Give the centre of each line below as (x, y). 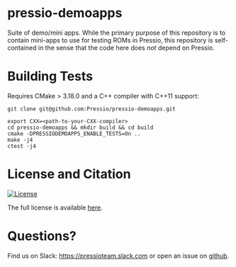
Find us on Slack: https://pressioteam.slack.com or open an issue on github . (118, 256)
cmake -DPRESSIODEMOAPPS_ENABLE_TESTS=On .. (74, 133)
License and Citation (69, 174)
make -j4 (20, 140)
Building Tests (50, 76)
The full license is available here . (55, 208)
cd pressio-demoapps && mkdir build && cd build (80, 127)
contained (22, 47)
